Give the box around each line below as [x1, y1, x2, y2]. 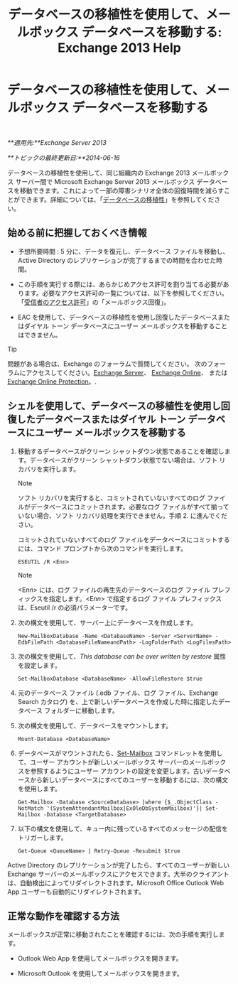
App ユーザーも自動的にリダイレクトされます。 [7, 887, 146, 896]
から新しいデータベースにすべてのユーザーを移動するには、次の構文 [30, 775, 229, 784]
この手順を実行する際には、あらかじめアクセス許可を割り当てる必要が [17, 280, 224, 288]
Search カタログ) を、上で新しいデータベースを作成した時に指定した [17, 697, 219, 705]
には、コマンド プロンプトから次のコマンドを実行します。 [17, 544, 187, 553]
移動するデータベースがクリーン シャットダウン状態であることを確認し [17, 447, 225, 455]
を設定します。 [17, 661, 62, 669]
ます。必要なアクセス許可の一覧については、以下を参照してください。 [23, 288, 229, 297]
